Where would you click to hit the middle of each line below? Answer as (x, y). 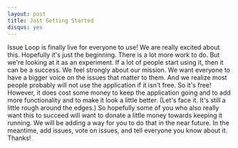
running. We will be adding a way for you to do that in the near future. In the (118, 123)
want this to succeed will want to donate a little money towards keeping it (115, 115)
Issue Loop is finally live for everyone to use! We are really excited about (114, 48)
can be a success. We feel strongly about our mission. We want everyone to (119, 70)
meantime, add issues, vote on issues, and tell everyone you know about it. (118, 131)
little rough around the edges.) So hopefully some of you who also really (113, 108)
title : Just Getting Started (51, 21)
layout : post (27, 14)
